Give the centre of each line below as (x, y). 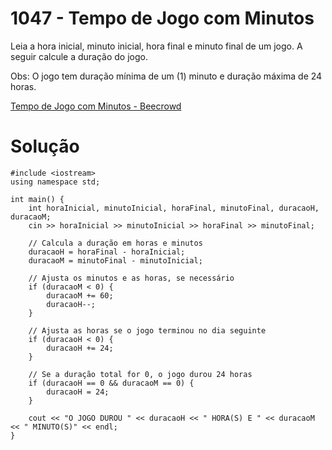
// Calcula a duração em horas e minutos (115, 243)
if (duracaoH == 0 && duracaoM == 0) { (111, 383)
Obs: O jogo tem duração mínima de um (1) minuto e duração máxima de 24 (166, 76)
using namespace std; (55, 182)
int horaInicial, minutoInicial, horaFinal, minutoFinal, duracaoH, (174, 208)
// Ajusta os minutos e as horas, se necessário (131, 278)
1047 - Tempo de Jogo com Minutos (162, 18)
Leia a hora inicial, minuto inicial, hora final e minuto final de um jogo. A (156, 46)
